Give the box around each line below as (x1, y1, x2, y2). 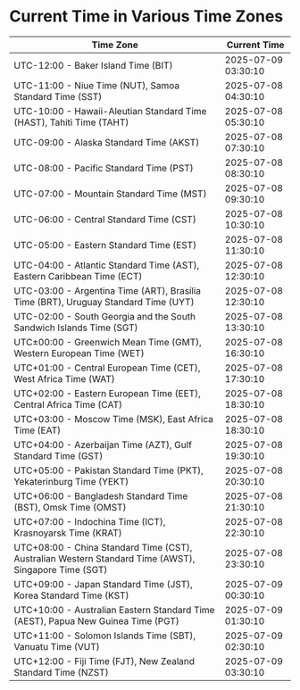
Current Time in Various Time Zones (9, 6, 284, 27)
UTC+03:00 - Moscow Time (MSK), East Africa (13, 412, 214, 425)
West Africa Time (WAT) (13, 372, 116, 385)
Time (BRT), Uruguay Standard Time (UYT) (13, 295, 195, 308)
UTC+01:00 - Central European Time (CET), (13, 362, 201, 374)
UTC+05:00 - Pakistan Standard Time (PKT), (13, 464, 204, 477)
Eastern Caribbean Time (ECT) (13, 270, 143, 282)
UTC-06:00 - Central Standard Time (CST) (13, 212, 196, 225)
